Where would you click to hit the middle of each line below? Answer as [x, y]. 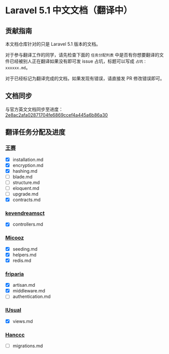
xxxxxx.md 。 [18, 67]
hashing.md [25, 171]
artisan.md [24, 285]
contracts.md [26, 200]
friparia [15, 274]
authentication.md [31, 296]
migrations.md [28, 346]
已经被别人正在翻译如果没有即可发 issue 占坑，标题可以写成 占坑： [78, 61]
